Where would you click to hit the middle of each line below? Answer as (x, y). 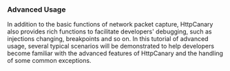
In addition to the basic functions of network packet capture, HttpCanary (110, 25)
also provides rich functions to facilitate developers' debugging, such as (109, 31)
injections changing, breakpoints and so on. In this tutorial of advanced (108, 39)
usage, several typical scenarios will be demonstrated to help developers (111, 46)
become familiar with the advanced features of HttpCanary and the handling (115, 53)
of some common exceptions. (49, 61)
